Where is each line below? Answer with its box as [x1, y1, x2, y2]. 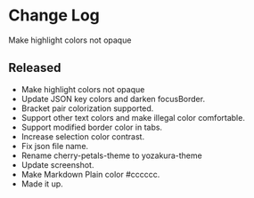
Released [8, 60, 61, 75]
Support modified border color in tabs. [20, 122, 162, 132]
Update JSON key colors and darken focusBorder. [20, 93, 206, 104]
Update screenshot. [20, 159, 94, 170]
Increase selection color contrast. [20, 131, 144, 142]
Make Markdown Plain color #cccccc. [20, 169, 160, 179]
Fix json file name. [20, 140, 89, 151]
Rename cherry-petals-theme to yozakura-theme [20, 150, 202, 161]
